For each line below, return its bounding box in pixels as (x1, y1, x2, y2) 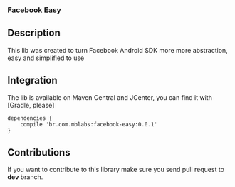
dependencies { (7, 114, 53, 122)
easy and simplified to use (7, 54, 85, 62)
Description (7, 27, 61, 39)
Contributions (7, 146, 70, 158)
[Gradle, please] (7, 101, 55, 109)
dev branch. (7, 173, 43, 181)
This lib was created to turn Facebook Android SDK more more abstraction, (7, 46, 228, 54)
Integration (7, 74, 58, 86)
